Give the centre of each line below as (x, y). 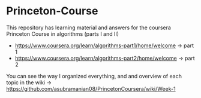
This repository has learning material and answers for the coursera (88, 27)
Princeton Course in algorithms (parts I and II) (62, 33)
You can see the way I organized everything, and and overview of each (94, 76)
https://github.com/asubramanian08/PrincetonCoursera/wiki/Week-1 (91, 88)
